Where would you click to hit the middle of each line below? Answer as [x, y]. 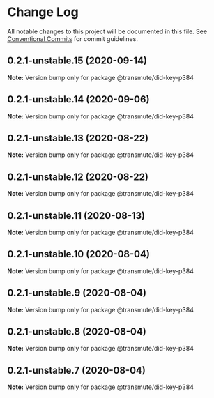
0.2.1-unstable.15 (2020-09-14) [77, 61]
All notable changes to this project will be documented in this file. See [107, 31]
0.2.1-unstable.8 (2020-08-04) [77, 332]
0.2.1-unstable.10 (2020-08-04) [78, 254]
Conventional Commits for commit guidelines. [72, 38]
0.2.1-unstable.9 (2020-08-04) [77, 293]
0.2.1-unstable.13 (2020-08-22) [78, 138]
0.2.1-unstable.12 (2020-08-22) [78, 177]
